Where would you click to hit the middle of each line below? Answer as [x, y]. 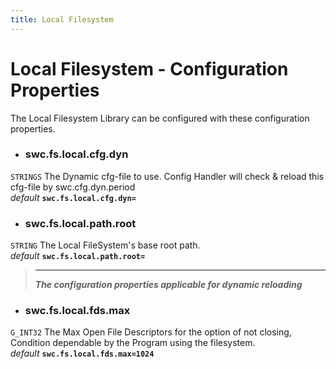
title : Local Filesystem [62, 19]
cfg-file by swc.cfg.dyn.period [73, 187]
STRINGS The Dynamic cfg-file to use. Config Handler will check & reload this [167, 176]
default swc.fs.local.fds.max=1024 [82, 353]
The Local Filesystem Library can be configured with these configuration [160, 118]
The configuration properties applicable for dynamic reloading [168, 285]
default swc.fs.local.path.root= [78, 256]
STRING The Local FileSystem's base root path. [105, 245]
